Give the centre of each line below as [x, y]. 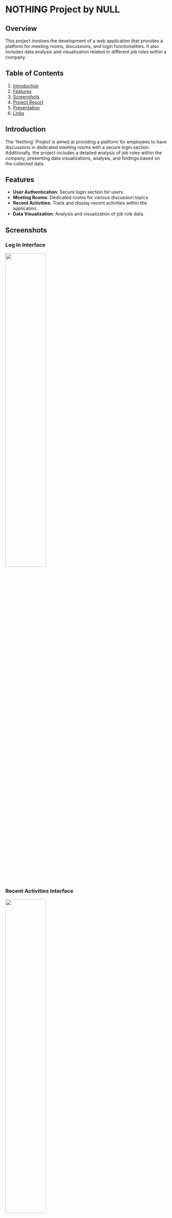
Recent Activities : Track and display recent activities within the [80, 203]
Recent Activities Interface [39, 891]
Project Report [28, 102]
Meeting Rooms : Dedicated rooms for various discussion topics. [81, 198]
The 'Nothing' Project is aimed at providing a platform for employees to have [86, 142]
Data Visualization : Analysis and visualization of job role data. [79, 214]
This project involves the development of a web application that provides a [84, 41]
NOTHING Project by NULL [63, 10]
